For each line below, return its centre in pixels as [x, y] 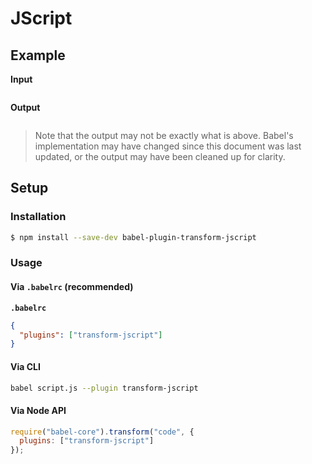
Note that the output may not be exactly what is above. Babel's [164, 135]
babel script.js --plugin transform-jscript [104, 388]
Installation [38, 217]
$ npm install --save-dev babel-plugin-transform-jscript [133, 237]
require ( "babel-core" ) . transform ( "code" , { [102, 432]
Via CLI [25, 366]
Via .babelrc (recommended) [72, 287]
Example [38, 55]
